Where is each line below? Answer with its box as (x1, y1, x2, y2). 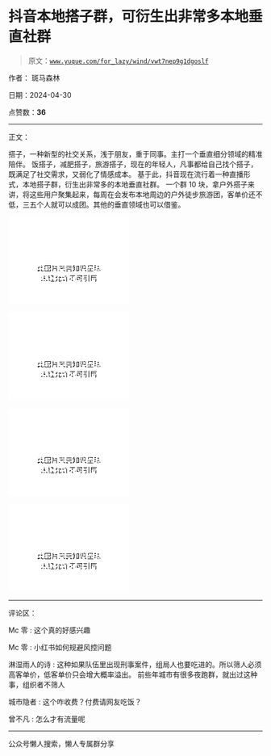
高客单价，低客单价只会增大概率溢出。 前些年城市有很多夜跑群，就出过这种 (8, 670, 258, 679)
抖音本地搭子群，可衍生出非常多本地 (8, 7, 249, 26)
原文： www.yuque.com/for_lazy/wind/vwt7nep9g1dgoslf (27, 56, 209, 65)
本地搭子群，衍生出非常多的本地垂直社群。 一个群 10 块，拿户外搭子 (22, 179, 248, 189)
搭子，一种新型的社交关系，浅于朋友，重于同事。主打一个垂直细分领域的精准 (8, 149, 263, 158)
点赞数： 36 (8, 107, 47, 117)
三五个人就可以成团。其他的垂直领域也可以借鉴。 (22, 199, 186, 209)
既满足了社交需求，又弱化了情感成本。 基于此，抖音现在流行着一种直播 (8, 169, 244, 178)
